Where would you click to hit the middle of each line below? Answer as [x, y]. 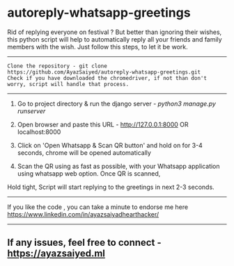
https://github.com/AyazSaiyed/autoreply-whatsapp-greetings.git [104, 72]
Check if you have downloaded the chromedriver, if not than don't [107, 78]
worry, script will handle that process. [68, 84]
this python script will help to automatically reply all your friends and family [115, 39]
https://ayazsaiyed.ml [56, 254]
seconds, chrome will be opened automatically [84, 152]
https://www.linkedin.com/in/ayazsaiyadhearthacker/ [83, 214]
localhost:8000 [39, 132]
